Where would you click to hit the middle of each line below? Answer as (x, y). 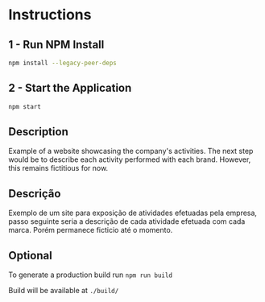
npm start (25, 106)
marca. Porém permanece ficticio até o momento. (91, 230)
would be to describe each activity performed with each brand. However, (130, 159)
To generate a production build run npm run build (91, 275)
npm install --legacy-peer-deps (62, 63)
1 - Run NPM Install (56, 45)
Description (38, 132)
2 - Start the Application (70, 88)
